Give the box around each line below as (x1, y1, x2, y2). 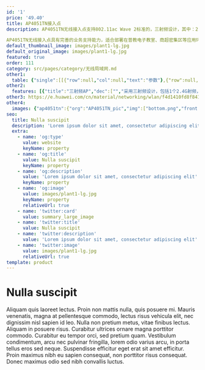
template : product (6, 259, 53, 265)
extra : (12, 128, 29, 135)
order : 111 (6, 59, 34, 66)
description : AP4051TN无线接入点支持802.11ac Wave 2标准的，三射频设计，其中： (6, 26, 196, 32)
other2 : (6, 83, 26, 89)
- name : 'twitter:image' (17, 242, 81, 248)
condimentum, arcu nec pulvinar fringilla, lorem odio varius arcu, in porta (6, 338, 190, 346)
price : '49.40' (6, 15, 45, 21)
